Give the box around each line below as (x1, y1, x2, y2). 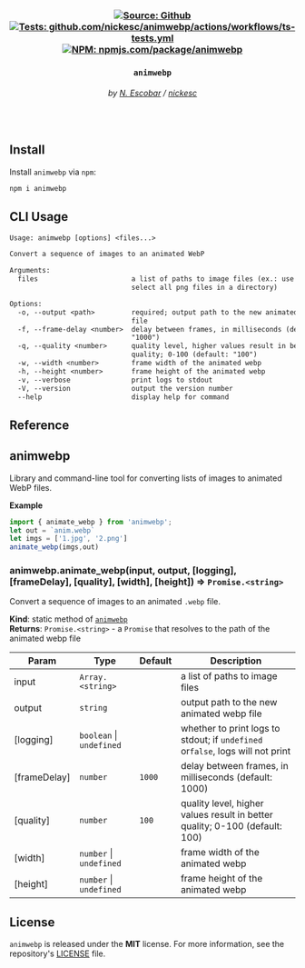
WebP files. (9, 482, 53, 493)
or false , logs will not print (180, 745, 291, 758)
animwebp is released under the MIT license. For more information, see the (9, 939, 285, 950)
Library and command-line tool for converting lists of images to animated (9, 473, 283, 484)
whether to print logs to (180, 723, 280, 735)
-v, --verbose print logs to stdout (17, 375, 213, 384)
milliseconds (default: (180, 771, 273, 783)
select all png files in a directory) (131, 283, 279, 293)
